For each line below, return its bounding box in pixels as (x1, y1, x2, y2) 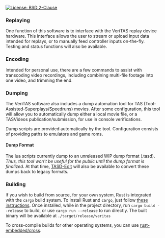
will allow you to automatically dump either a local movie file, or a (5, 111, 137, 117)
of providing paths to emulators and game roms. (5, 131, 103, 137)
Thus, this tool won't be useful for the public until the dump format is (5, 158, 144, 164)
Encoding (5, 56, 29, 63)
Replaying (5, 17, 30, 24)
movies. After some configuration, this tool (74, 106, 160, 112)
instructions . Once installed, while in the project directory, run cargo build (5, 202, 156, 208)
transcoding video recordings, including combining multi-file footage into (5, 72, 154, 78)
